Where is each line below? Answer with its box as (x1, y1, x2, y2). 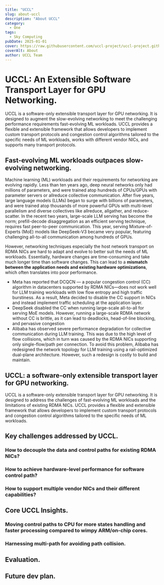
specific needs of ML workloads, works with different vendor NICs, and (5, 137, 149, 142)
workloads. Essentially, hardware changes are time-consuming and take (5, 254, 150, 260)
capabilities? (5, 491, 37, 498)
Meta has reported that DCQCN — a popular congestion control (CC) (12, 279, 151, 285)
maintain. (12, 357, 31, 363)
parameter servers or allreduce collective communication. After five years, (5, 192, 155, 198)
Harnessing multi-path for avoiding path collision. (5, 540, 126, 547)
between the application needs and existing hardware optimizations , (5, 264, 147, 270)
